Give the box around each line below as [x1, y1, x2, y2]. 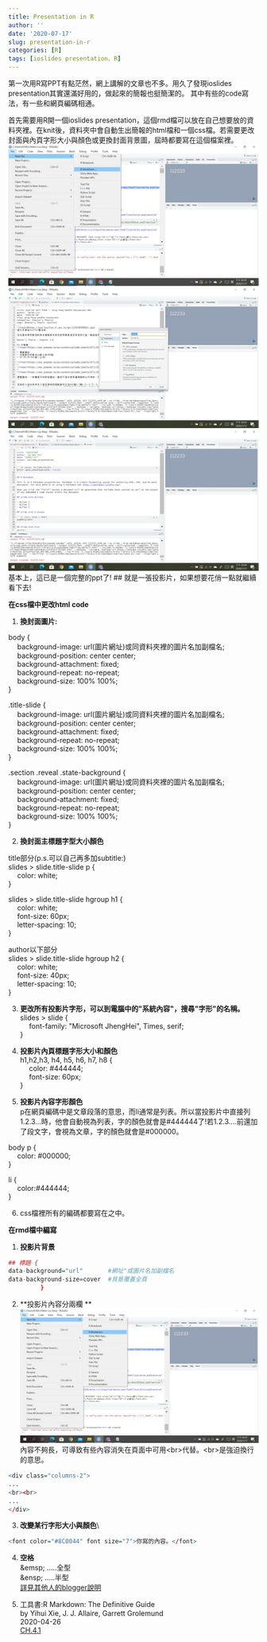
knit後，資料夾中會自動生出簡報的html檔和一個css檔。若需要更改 [42, 126, 255, 134]
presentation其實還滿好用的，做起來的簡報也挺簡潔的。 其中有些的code [8, 88, 242, 98]
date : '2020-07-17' [8, 29, 73, 37]
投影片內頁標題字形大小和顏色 [19, 1046, 118, 1056]
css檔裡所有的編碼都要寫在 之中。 [19, 1208, 130, 1217]
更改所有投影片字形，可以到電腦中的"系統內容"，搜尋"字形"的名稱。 [19, 1003, 245, 1014]
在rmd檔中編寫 [8, 1225, 57, 1235]
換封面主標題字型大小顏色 [19, 836, 104, 846]
